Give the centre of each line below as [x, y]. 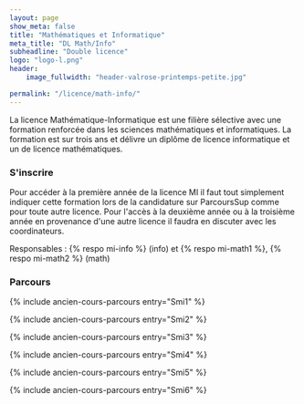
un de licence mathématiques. [66, 149]
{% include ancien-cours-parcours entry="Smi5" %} [108, 373]
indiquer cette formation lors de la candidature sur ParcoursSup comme [145, 202]
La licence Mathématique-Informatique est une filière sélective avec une [146, 119]
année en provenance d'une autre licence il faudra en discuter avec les [143, 221]
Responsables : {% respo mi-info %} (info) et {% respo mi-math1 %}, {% [146, 248]
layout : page [34, 18]
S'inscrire [31, 172]
